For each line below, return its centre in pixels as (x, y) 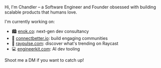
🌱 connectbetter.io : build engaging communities (60, 38)
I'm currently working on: (30, 22)
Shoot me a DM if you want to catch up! (44, 60)
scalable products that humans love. (41, 12)
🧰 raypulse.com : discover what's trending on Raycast (65, 43)
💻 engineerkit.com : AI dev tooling (46, 49)
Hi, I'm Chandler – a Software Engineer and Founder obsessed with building (80, 7)
